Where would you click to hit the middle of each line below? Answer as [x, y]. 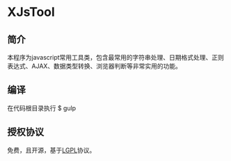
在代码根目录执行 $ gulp [42, 108]
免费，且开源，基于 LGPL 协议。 [51, 150]
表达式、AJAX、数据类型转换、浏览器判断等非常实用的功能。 [95, 66]
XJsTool [31, 12]
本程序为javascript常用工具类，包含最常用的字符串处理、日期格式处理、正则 [116, 57]
